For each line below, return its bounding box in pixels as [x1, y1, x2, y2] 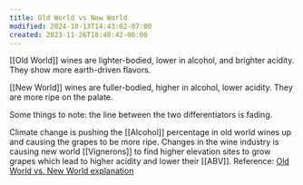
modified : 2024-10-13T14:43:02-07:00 [9, 22, 152, 31]
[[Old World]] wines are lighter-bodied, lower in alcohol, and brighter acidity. [9, 55, 295, 66]
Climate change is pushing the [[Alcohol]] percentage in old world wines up [9, 127, 292, 138]
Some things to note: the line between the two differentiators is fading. [9, 110, 273, 121]
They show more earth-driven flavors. [9, 64, 151, 75]
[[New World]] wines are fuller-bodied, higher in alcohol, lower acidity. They [9, 83, 293, 93]
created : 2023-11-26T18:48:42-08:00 [9, 30, 148, 39]
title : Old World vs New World [9, 13, 128, 23]
